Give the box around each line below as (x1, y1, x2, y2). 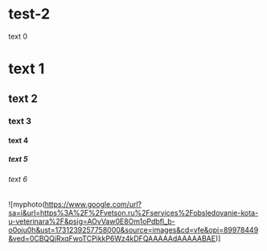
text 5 (8, 154, 28, 163)
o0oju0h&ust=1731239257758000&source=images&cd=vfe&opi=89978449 (8, 224, 259, 234)
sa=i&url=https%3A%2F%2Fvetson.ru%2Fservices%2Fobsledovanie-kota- (8, 208, 259, 217)
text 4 (8, 136, 29, 146)
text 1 (8, 60, 45, 78)
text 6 (8, 175, 28, 183)
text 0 (8, 31, 28, 41)
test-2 (8, 5, 51, 23)
